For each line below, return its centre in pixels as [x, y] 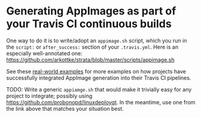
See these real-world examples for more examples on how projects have [96, 71]
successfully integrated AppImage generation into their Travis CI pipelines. [99, 78]
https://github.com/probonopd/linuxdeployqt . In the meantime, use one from [101, 102]
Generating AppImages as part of [91, 11]
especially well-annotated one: [45, 53]
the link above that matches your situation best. [65, 108]
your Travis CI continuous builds [89, 24]
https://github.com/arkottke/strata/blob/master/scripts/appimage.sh [90, 60]
